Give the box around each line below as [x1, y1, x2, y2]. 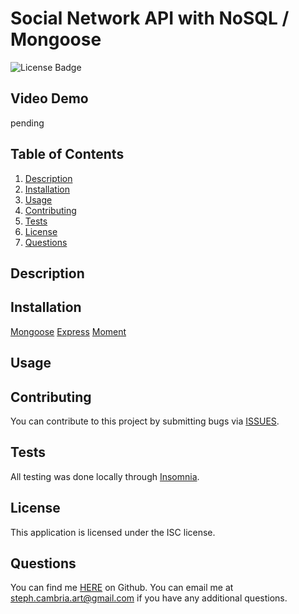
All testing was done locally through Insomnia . [10, 470, 200, 482]
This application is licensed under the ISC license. [10, 526, 216, 538]
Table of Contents [10, 146, 125, 163]
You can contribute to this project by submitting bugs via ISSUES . [10, 415, 280, 427]
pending [10, 117, 45, 129]
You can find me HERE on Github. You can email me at [10, 582, 234, 594]
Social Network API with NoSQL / [10, 7, 290, 30]
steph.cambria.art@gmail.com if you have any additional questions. [10, 592, 288, 604]
